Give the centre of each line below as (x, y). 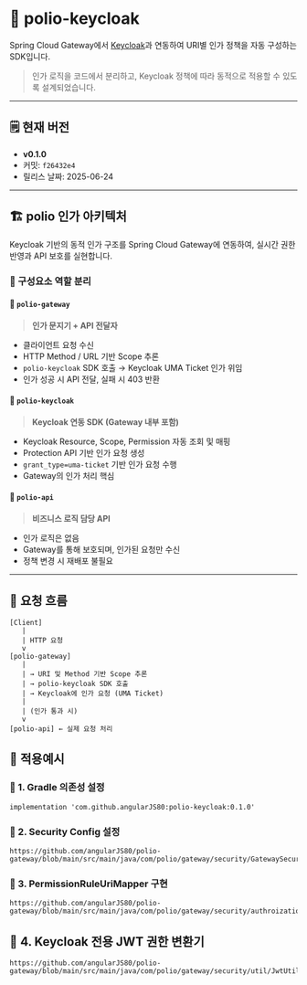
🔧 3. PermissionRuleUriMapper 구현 (89, 884)
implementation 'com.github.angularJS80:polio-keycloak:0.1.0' (132, 807)
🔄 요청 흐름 (39, 601)
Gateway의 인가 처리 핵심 (69, 475)
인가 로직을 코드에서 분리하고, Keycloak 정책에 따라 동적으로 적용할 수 (156, 76)
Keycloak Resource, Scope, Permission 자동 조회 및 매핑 (127, 441)
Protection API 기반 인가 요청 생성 (84, 452)
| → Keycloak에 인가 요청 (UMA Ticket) (93, 694)
